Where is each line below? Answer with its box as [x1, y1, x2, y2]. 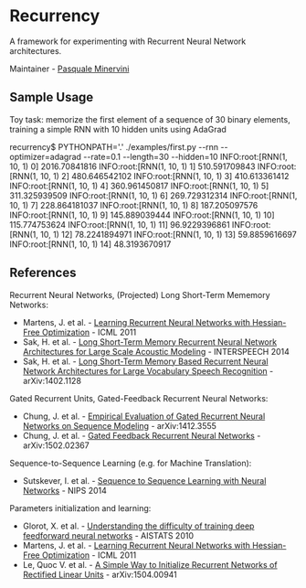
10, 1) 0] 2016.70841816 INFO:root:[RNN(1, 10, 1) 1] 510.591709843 [9, 161, 256, 172]
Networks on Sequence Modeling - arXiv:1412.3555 [22, 420, 217, 431]
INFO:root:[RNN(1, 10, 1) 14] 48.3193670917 [9, 239, 172, 250]
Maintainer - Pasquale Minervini [9, 63, 130, 74]
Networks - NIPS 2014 [22, 485, 108, 496]
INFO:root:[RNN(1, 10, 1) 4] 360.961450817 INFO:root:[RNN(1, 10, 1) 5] [9, 180, 269, 191]
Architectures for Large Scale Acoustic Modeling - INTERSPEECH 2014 [22, 346, 290, 357]
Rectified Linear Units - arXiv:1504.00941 [22, 569, 178, 580]
